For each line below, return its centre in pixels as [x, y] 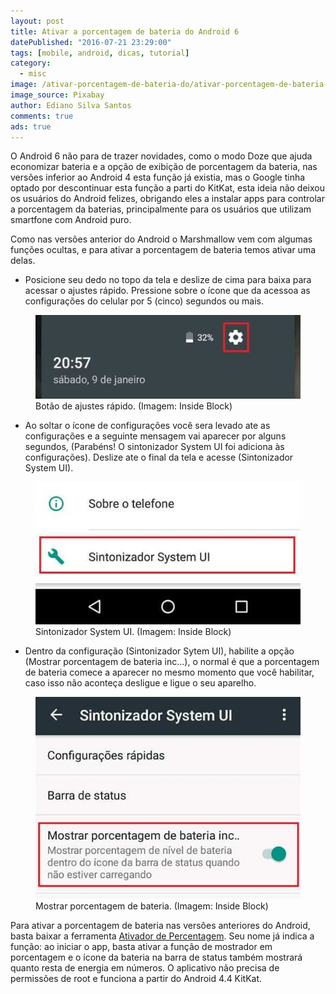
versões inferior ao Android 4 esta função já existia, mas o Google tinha [158, 177]
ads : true [31, 126]
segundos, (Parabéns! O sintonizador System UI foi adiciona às [154, 446]
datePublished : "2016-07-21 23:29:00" [91, 42]
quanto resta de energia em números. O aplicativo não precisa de [145, 967]
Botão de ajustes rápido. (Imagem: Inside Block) [134, 406]
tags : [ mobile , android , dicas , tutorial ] [100, 53]
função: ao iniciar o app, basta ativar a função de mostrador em [141, 946]
